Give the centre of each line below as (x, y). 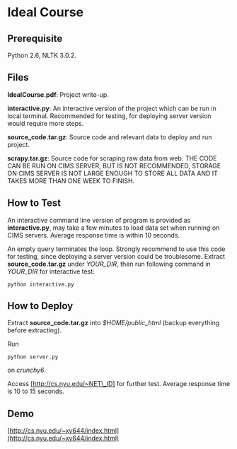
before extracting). (35, 330)
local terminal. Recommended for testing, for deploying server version (109, 116)
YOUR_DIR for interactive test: (51, 271)
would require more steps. (46, 123)
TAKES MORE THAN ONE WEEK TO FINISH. (71, 180)
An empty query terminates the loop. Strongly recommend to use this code (116, 249)
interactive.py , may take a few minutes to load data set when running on (114, 228)
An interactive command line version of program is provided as (99, 220)
